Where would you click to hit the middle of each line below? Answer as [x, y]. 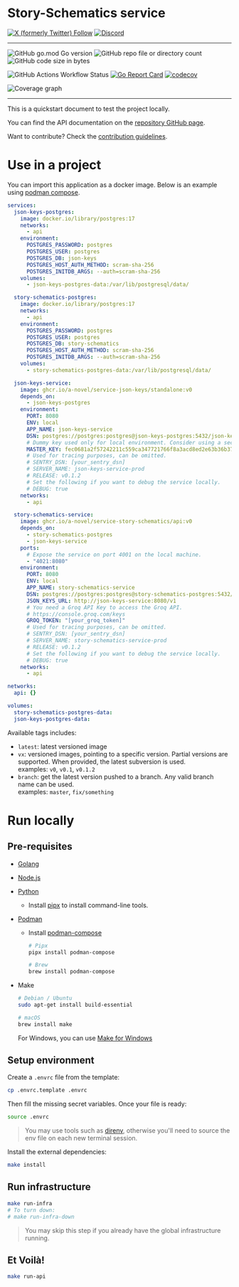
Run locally [41, 820]
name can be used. [46, 784]
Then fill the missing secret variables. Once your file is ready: [97, 1104]
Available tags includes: [42, 732]
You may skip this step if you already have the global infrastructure [123, 1230]
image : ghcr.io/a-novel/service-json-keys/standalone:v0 [106, 390]
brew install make [45, 1024]
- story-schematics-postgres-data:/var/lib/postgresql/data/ [119, 370]
